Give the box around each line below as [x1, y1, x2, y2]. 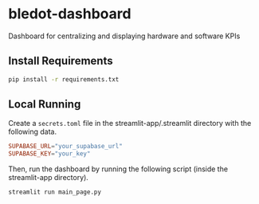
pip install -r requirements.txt [8, 75, 120, 84]
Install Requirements [8, 54, 113, 68]
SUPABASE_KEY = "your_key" [8, 150, 91, 158]
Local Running [8, 97, 81, 112]
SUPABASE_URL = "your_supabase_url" [8, 143, 124, 151]
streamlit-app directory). [8, 173, 89, 182]
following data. [8, 127, 57, 136]
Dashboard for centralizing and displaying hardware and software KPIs [8, 31, 241, 41]
